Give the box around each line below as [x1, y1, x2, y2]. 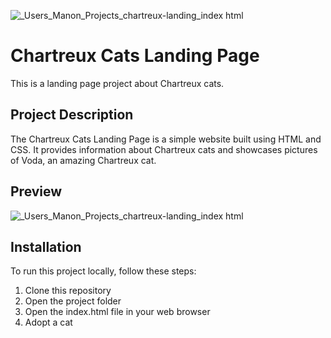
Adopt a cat [24, 316, 73, 329]
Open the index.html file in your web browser [24, 306, 211, 318]
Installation [10, 238, 82, 255]
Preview [10, 183, 63, 200]
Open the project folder [24, 295, 122, 307]
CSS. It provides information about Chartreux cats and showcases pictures [10, 143, 318, 155]
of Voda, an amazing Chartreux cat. [10, 154, 157, 166]
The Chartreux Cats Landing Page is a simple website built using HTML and [10, 133, 322, 145]
